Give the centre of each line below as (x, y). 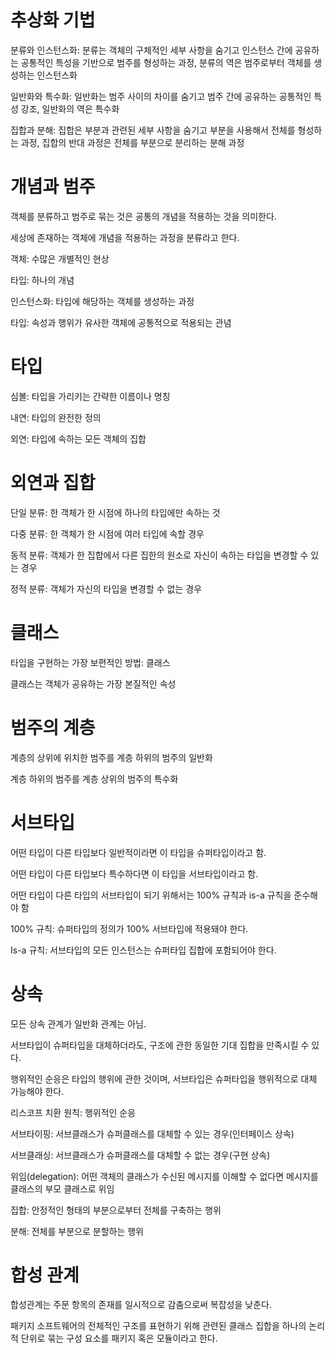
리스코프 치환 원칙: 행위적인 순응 (73, 1112)
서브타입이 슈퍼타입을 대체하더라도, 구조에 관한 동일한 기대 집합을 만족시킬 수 (160, 1045)
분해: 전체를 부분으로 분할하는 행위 (77, 1231)
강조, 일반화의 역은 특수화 (70, 108)
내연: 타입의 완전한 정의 (56, 417)
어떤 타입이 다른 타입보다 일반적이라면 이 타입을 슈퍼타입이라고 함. (138, 852)
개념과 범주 (53, 187)
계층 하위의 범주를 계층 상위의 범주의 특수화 (94, 778)
